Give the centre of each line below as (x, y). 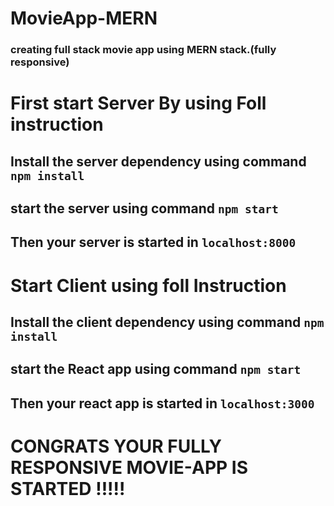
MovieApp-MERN (84, 18)
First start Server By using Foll (138, 103)
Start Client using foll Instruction (148, 285)
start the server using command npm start (144, 208)
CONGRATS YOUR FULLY (116, 446)
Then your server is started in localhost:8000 (153, 242)
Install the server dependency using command (158, 161)
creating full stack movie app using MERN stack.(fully (143, 50)
